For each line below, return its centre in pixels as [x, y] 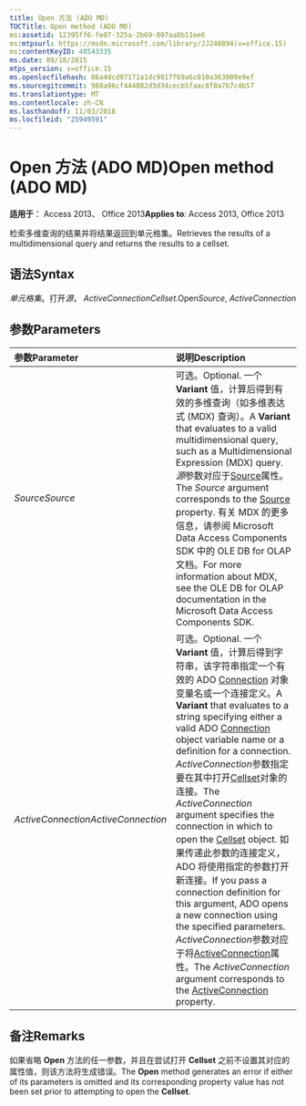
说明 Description [210, 357]
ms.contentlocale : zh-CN [56, 103]
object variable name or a [230, 739]
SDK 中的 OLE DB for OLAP [233, 551]
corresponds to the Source [233, 499]
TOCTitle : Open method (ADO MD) [71, 26]
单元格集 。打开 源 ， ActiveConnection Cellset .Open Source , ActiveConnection [153, 298]
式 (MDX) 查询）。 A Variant [233, 416]
